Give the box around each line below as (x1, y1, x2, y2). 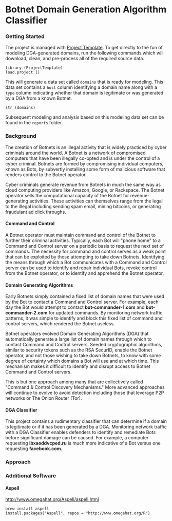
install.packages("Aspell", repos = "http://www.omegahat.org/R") (5, 511, 150, 516)
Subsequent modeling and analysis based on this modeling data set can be (5, 114, 164, 120)
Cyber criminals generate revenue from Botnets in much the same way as (5, 181, 161, 188)
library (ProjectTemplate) (5, 65, 63, 70)
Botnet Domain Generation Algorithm (5, 4, 167, 15)
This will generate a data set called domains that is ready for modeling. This (5, 79, 163, 85)
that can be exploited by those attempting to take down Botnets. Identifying (5, 253, 165, 260)
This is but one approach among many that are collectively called (5, 379, 143, 385)
